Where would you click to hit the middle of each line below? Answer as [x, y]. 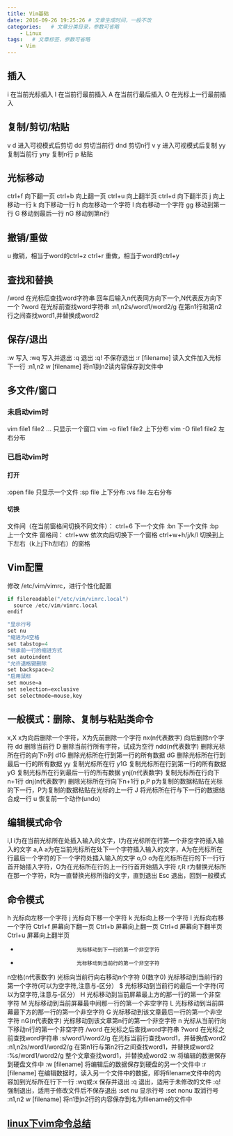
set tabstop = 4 [28, 644]
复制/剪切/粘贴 [38, 127]
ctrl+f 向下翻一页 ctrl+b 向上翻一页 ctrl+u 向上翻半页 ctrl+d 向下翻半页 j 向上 [116, 196]
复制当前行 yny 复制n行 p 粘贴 [50, 154]
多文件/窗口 [32, 390]
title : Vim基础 [28, 14]
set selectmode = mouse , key [45, 696]
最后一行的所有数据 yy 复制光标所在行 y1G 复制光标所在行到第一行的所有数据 [117, 763]
